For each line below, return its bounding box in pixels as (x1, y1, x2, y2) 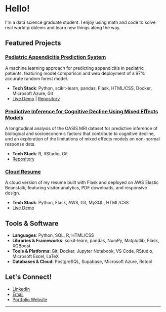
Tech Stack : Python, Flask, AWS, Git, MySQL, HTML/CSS (12, 200, 129, 206)
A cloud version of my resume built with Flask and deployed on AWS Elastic (5, 179, 159, 185)
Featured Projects (5, 39, 61, 47)
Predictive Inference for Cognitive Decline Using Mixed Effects (5, 108, 158, 115)
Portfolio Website (12, 296, 48, 302)
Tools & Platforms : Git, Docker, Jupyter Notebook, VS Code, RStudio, (12, 248, 154, 254)
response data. (5, 141, 36, 147)
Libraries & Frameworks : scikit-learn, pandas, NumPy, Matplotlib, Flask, (12, 238, 160, 244)
